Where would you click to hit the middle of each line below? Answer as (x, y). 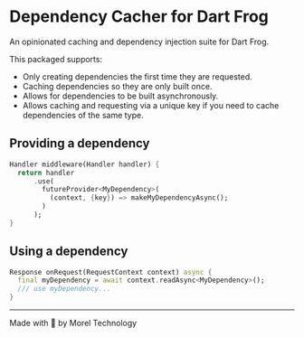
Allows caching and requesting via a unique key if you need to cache (151, 105)
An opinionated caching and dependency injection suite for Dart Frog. (139, 42)
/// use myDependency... (64, 289)
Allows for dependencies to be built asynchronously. (120, 96)
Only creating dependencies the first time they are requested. (138, 76)
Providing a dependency (80, 143)
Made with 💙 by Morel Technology (73, 323)
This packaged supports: (56, 59)
